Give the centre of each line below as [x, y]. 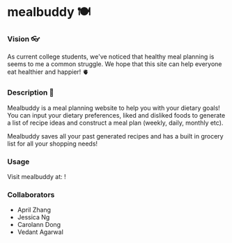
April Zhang [34, 210]
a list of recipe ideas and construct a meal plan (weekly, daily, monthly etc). [115, 123]
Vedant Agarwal [40, 232]
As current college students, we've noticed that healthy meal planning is [111, 57]
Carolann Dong [39, 225]
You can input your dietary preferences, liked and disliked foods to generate [116, 115]
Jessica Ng [33, 217]
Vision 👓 [24, 39]
